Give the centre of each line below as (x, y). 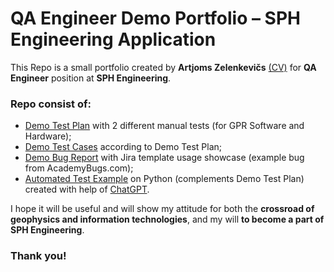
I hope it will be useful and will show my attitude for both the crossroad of (162, 209)
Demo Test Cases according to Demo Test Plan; (123, 147)
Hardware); (48, 136)
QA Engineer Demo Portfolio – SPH (156, 18)
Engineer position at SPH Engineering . (91, 78)
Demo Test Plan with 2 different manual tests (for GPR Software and (164, 126)
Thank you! (38, 256)
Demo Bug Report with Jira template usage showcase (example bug (164, 158)
